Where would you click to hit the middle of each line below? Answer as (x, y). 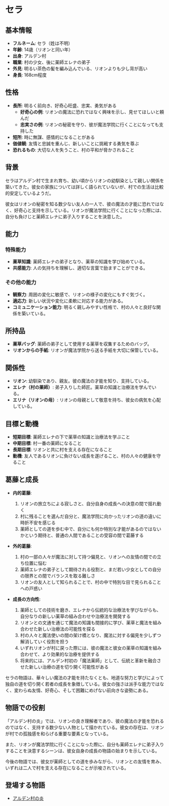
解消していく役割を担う (44, 641)
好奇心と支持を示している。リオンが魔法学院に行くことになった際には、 (89, 210)
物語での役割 (25, 708)
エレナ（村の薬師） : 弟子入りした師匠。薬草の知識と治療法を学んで (82, 387)
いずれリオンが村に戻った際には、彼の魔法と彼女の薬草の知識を (86, 648)
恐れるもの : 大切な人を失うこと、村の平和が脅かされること (73, 150)
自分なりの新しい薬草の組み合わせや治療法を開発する (75, 616)
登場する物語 (25, 785)
